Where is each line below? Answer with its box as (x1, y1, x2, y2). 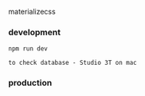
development (8, 26, 61, 38)
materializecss (8, 7, 56, 16)
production (8, 78, 53, 89)
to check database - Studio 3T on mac (8, 59, 137, 67)
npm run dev (8, 45, 48, 53)
